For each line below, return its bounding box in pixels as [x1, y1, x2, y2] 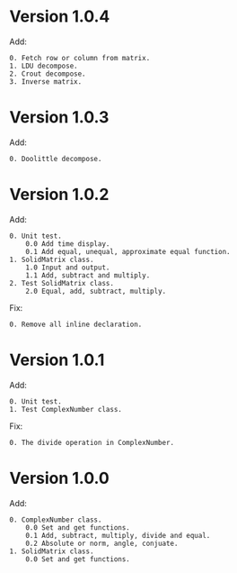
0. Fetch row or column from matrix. [9, 53, 151, 62]
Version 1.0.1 [9, 350, 105, 370]
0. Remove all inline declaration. [9, 320, 143, 329]
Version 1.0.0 [9, 468, 110, 488]
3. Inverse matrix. [9, 77, 83, 86]
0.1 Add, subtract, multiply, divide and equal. [25, 531, 211, 540]
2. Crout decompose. [9, 69, 87, 78]
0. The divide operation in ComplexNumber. [9, 438, 175, 447]
